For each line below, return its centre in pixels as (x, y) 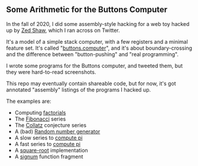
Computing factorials (40, 112)
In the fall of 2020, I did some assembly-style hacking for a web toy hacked (98, 24)
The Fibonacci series (40, 119)
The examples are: (29, 101)
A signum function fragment (49, 157)
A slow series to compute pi (48, 138)
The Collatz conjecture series (51, 125)
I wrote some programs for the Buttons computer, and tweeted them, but (95, 66)
